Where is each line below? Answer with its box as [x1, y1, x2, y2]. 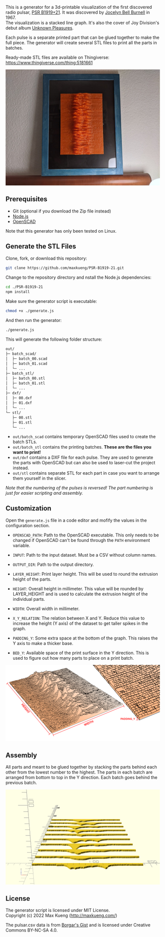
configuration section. [5, 522, 50, 528]
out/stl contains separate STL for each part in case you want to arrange [12, 470, 160, 476]
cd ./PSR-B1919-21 [5, 284, 43, 289]
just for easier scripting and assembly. [5, 490, 83, 496]
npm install [5, 290, 30, 294]
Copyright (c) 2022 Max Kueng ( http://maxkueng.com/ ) [5, 912, 118, 918]
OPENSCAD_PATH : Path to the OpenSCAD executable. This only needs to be [12, 532, 159, 538]
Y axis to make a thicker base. [12, 640, 73, 646]
